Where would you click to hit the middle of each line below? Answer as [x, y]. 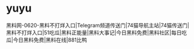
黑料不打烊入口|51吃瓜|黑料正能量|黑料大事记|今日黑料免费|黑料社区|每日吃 [96, 32]
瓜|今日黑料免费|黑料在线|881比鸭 [47, 40]
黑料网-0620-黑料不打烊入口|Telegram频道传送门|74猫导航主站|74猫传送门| [98, 25]
